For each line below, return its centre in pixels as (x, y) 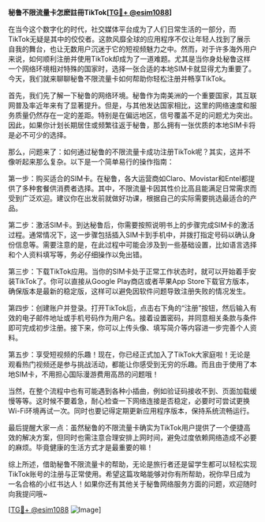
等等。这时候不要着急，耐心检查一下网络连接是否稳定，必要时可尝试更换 (132, 401)
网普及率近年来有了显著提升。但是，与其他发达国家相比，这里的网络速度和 (129, 105)
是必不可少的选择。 (39, 135)
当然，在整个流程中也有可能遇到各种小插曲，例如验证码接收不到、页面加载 (129, 391)
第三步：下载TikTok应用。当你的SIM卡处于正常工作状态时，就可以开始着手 (129, 271)
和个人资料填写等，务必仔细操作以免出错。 (77, 255)
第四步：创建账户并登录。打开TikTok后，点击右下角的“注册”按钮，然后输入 (129, 308)
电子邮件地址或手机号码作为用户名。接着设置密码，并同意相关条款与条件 (139, 318)
